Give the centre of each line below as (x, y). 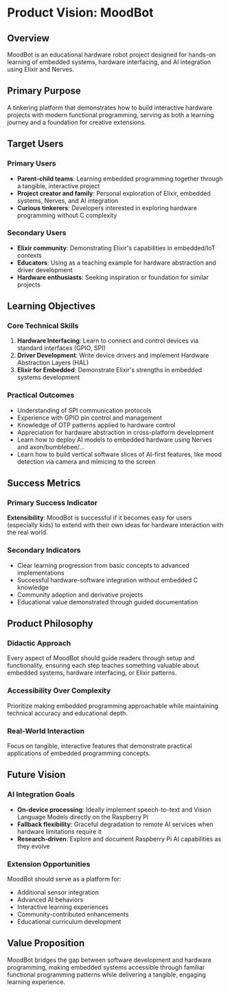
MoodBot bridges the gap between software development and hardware (109, 960)
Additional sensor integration (58, 892)
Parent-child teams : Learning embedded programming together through (120, 178)
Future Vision (36, 775)
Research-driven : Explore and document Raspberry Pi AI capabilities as (119, 839)
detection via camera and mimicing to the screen (86, 461)
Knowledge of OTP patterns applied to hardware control (96, 424)
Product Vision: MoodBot (80, 13)
